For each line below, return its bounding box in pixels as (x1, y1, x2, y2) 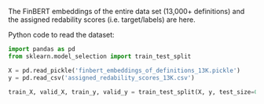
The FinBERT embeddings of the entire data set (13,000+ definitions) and (8, 7, 245, 16)
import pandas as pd (8, 45, 76, 53)
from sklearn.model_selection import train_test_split (8, 52, 192, 60)
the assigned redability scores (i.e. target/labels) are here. (8, 15, 196, 24)
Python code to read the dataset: (8, 30, 115, 39)
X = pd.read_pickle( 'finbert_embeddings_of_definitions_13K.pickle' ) (8, 66, 241, 74)
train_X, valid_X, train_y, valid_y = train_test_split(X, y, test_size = (8, 88, 255, 96)
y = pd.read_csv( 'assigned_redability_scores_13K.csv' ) (8, 74, 195, 81)
